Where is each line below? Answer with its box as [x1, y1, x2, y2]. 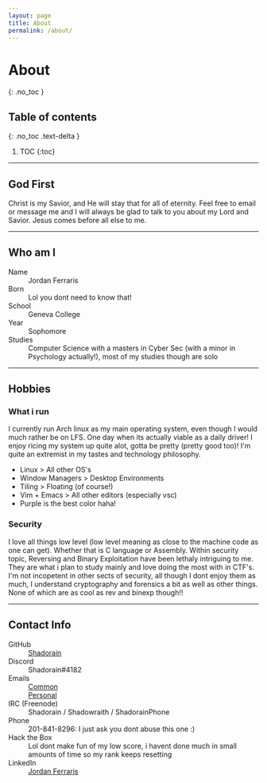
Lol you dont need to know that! [28, 292, 133, 302]
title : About [8, 19, 52, 27]
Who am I [8, 246, 56, 260]
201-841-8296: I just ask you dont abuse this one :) [28, 724, 195, 734]
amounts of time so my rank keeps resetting [28, 750, 172, 759]
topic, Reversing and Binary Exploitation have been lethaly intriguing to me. [8, 554, 254, 563]
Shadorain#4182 [28, 664, 82, 674]
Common [28, 682, 58, 691]
